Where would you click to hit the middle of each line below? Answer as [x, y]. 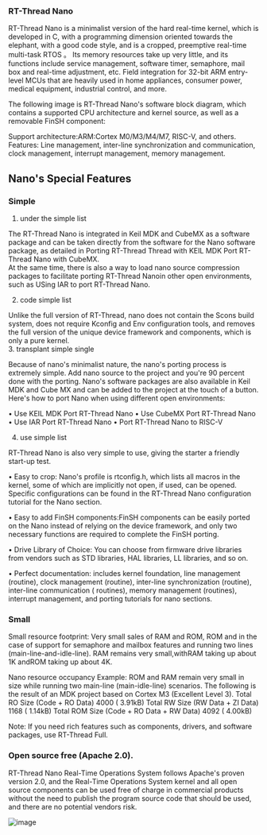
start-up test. [30, 461]
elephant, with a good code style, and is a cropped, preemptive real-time [128, 45]
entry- [238, 72]
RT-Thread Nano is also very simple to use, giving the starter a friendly [124, 452]
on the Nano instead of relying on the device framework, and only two [123, 525]
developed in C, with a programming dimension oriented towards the [120, 37]
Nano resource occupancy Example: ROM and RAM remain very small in [126, 678]
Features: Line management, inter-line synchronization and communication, [132, 145]
